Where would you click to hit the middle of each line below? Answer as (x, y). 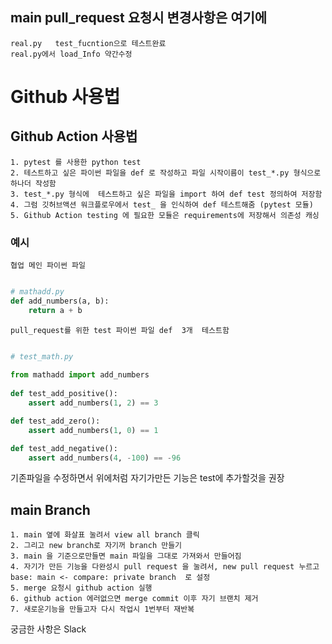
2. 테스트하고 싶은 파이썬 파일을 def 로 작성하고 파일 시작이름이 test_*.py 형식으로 (166, 173)
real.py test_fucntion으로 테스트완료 (88, 43)
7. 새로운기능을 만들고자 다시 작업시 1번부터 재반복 (102, 609)
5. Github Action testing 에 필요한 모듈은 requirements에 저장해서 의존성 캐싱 (165, 215)
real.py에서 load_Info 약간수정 (71, 54)
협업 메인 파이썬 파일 (48, 266)
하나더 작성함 (33, 183)
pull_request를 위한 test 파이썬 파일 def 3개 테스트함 (120, 330)
